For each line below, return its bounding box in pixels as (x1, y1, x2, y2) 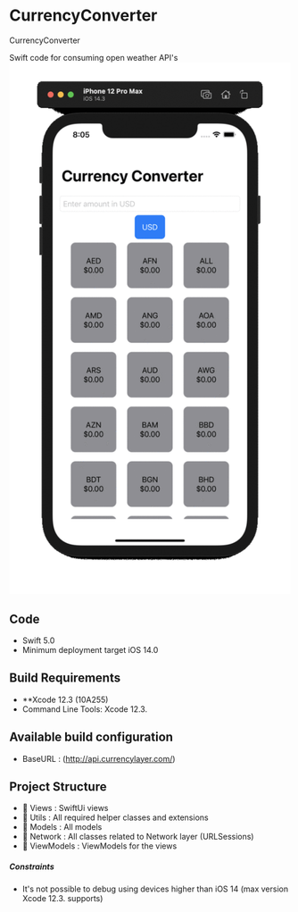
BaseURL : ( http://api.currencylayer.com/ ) (21, 753, 176, 764)
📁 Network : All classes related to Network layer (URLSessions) (21, 832, 254, 842)
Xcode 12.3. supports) (21, 893, 103, 904)
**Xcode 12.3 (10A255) (21, 694, 109, 705)
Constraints (9, 861, 55, 872)
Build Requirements (9, 671, 121, 686)
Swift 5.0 (21, 635, 55, 646)
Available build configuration (9, 730, 174, 745)
